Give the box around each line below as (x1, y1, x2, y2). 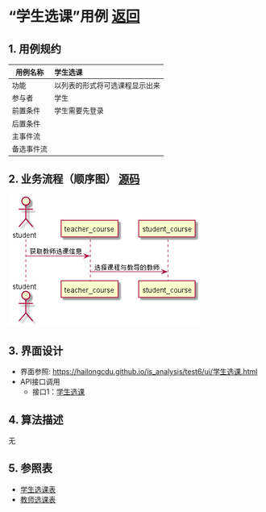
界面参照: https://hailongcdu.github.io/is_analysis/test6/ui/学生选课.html (19, 367, 258, 377)
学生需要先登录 (54, 106, 104, 115)
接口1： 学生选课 (31, 387, 85, 397)
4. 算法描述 (8, 413, 64, 427)
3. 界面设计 (8, 343, 64, 357)
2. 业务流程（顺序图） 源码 (8, 172, 140, 185)
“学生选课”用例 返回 (8, 7, 140, 26)
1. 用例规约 (8, 42, 62, 56)
